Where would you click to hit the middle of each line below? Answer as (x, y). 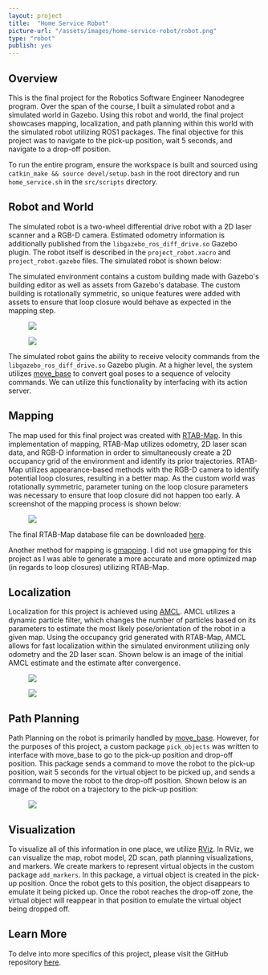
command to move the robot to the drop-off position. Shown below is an (128, 781)
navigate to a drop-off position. (60, 149)
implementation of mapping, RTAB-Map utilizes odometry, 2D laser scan (128, 444)
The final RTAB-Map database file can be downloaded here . (107, 534)
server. (20, 390)
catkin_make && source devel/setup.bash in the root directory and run (124, 173)
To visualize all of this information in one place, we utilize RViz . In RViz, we (131, 849)
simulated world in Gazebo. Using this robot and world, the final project (126, 114)
